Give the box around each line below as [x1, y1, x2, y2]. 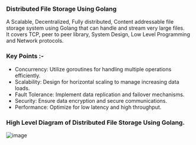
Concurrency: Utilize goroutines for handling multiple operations [14, 65, 172, 72]
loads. [14, 84, 30, 92]
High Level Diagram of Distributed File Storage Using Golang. [6, 118, 185, 127]
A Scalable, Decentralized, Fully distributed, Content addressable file [6, 18, 174, 26]
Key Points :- [6, 52, 44, 61]
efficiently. [14, 72, 41, 79]
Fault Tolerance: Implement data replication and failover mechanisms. [14, 91, 185, 98]
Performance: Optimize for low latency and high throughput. [14, 103, 162, 111]
